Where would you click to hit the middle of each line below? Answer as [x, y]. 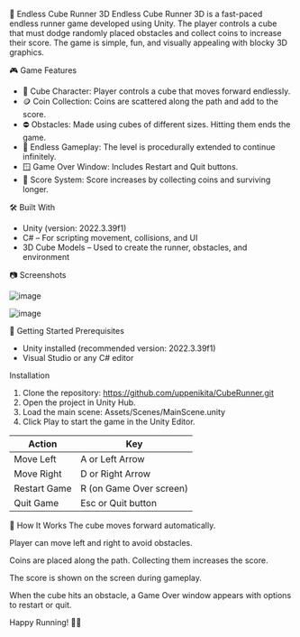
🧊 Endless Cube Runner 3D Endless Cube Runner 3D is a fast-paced [136, 14]
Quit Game [36, 503]
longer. [36, 189]
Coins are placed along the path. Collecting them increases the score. [139, 560]
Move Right [38, 474]
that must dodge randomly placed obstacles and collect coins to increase [145, 33]
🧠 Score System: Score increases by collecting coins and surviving [146, 180]
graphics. [27, 52]
